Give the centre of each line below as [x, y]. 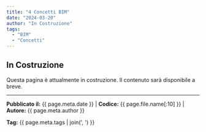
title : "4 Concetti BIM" [38, 12]
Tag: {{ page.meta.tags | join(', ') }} [51, 122]
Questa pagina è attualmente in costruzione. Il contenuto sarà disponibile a [101, 79]
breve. [14, 86]
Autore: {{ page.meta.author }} [45, 110]
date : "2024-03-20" [31, 18]
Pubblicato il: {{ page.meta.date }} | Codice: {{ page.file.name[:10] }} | [96, 104]
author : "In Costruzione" [39, 23]
